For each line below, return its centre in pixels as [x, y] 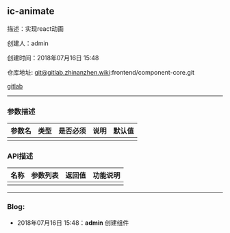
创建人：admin [28, 43]
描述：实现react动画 [35, 28]
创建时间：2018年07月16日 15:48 [53, 58]
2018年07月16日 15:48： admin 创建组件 [73, 223]
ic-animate [31, 11]
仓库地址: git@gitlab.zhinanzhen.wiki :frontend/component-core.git [101, 72]
